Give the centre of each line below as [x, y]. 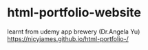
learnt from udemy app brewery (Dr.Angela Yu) [74, 32]
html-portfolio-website [74, 13]
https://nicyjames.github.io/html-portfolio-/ [68, 38]
